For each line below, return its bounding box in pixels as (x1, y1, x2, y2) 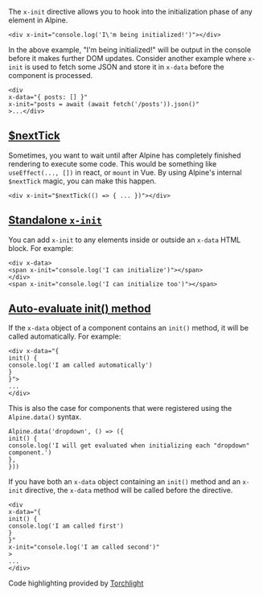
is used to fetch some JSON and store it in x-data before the (24, 62, 224, 72)
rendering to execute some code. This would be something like (8, 158, 217, 168)
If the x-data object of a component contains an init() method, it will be (8, 323, 249, 333)
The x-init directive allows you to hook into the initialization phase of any (8, 7, 253, 16)
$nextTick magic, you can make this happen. (8, 176, 157, 186)
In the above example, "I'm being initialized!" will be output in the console (8, 45, 252, 55)
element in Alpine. (8, 15, 68, 25)
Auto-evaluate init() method (8, 302, 151, 316)
